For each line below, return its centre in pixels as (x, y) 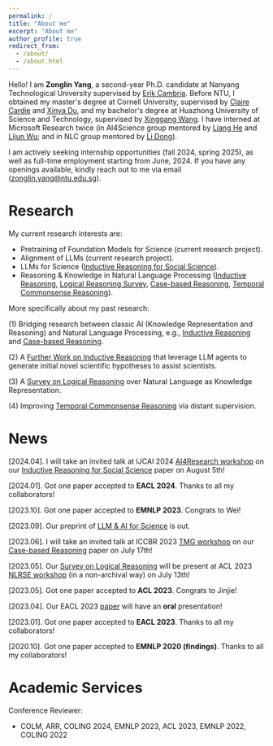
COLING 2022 (43, 735)
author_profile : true (45, 39)
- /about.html (39, 62)
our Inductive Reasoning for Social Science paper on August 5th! (117, 469)
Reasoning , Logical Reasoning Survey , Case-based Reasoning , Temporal (142, 284)
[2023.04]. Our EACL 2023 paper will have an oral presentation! (115, 606)
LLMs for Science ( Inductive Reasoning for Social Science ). (119, 266)
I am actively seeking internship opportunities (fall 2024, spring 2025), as (131, 152)
